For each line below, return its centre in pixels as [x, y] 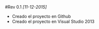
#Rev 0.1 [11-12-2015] [26, 7]
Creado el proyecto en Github [41, 16]
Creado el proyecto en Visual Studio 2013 [53, 22]
